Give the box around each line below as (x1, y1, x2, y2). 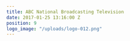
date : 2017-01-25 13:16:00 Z (6, 14, 81, 20)
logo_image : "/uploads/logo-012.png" (6, 25, 103, 32)
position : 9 (6, 20, 37, 26)
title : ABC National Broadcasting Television (6, 8, 124, 15)
